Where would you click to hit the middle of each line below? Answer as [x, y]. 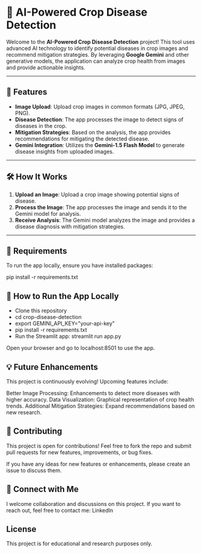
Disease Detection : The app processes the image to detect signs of [99, 119]
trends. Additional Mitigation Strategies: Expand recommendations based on [101, 406]
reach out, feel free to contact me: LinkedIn [60, 510]
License [21, 529]
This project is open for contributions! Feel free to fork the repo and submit [99, 446]
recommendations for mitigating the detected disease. [82, 139]
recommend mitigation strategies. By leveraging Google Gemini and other [98, 54]
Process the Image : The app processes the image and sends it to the [101, 207]
